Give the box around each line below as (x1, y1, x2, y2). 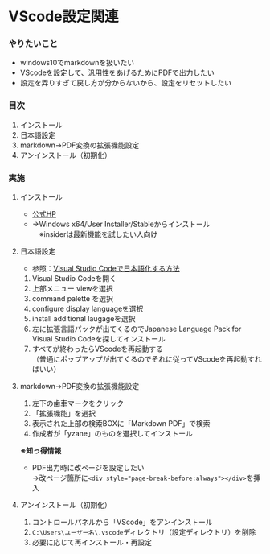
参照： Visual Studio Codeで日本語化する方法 (31, 263, 180, 274)
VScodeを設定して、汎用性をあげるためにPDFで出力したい (19, 68, 215, 77)
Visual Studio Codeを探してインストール (31, 334, 166, 344)
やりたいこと (8, 38, 59, 49)
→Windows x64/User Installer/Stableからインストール (31, 219, 211, 229)
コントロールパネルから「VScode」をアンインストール (31, 517, 213, 527)
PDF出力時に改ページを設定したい (31, 463, 145, 473)
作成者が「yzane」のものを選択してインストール (31, 428, 193, 439)
